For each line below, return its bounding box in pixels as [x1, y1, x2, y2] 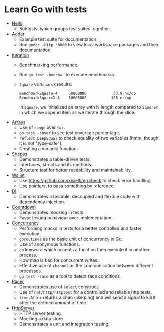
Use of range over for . [19, 124, 65, 130]
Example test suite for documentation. [19, 36, 98, 42]
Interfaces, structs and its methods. [19, 161, 93, 167]
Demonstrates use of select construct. [19, 284, 99, 290]
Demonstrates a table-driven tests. [19, 156, 91, 162]
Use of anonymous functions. [19, 241, 80, 247]
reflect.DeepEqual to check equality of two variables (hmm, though [19, 135, 159, 141]
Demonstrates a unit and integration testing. [19, 321, 110, 327]
